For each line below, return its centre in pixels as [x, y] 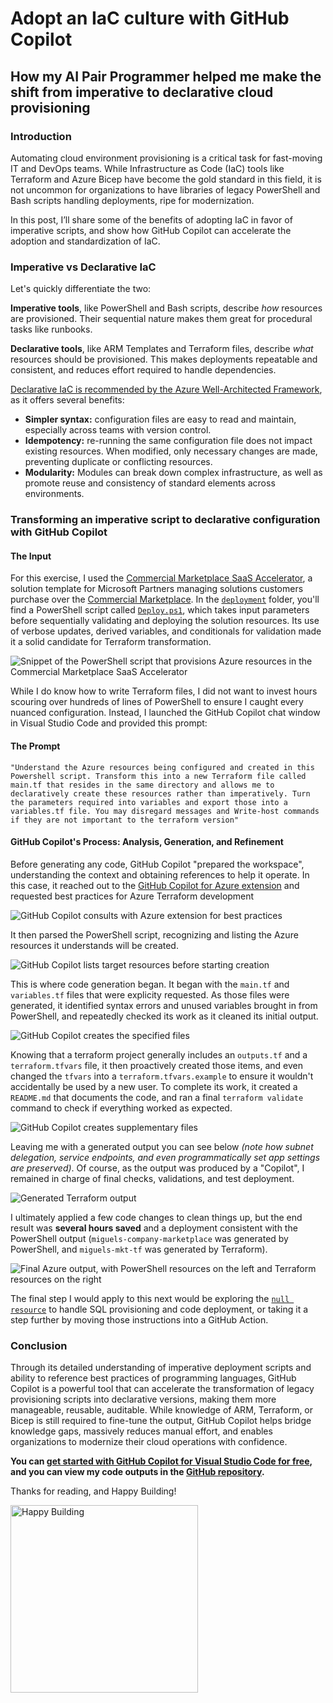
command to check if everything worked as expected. [121, 1108]
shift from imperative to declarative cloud [142, 92]
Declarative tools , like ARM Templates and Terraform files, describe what [162, 349]
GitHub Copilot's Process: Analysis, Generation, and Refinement [147, 842]
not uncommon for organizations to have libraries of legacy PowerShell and [165, 189]
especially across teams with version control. [118, 430]
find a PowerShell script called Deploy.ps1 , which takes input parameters [160, 610]
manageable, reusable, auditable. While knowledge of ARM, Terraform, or [162, 1410]
